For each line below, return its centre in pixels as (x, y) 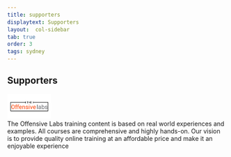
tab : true (22, 37)
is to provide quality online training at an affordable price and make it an (110, 138)
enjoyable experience (38, 146)
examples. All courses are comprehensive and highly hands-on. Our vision (114, 131)
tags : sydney (26, 52)
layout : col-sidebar (39, 29)
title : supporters (34, 15)
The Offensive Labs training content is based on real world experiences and (116, 124)
